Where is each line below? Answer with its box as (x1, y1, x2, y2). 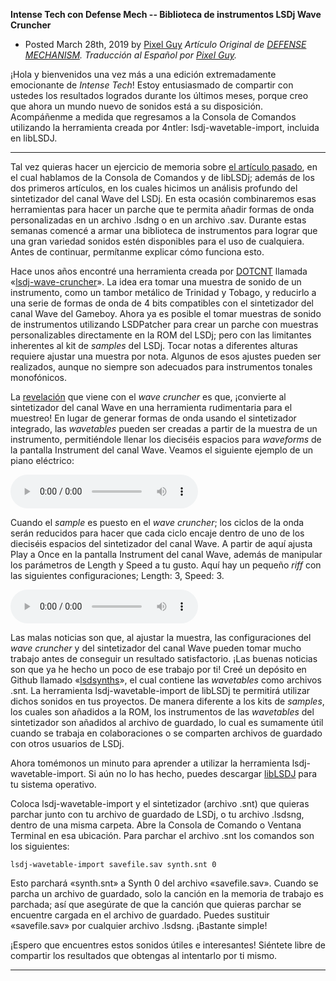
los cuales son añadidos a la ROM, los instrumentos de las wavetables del (10, 706, 315, 718)
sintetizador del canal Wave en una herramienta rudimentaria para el (10, 402, 293, 413)
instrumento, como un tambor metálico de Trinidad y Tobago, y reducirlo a (10, 287, 317, 298)
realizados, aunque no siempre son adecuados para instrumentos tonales (10, 361, 313, 373)
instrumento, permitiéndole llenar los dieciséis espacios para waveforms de (10, 434, 322, 445)
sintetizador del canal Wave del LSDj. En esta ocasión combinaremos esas (10, 193, 317, 204)
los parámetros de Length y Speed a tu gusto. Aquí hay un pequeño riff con (10, 559, 322, 571)
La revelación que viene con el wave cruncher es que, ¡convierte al (10, 391, 287, 403)
